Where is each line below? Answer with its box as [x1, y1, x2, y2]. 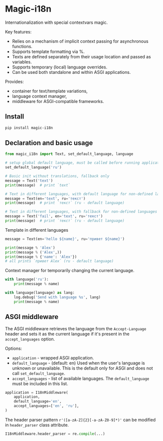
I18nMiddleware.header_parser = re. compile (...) [5, 431, 105, 436]
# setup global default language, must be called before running [5, 160, 140, 166]
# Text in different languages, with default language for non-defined [5, 191, 153, 196]
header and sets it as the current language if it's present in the [5, 331, 130, 337]
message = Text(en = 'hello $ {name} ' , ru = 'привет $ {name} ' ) [5, 237, 125, 241]
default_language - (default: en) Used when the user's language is [12, 360, 145, 366]
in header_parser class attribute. [5, 422, 69, 428]
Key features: [5, 29, 32, 34]
